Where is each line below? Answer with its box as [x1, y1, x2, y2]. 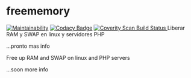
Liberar [167, 24, 186, 31]
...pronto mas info [6, 42, 50, 50]
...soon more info [6, 65, 49, 73]
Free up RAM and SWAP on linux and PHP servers [6, 54, 131, 61]
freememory [6, 4, 70, 18]
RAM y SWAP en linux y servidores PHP [6, 30, 105, 37]
